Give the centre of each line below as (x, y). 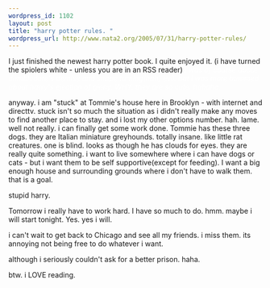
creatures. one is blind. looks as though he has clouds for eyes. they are (128, 145)
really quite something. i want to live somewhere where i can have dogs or (132, 154)
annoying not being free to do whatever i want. (86, 244)
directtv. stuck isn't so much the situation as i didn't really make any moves (133, 111)
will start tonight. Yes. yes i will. (60, 219)
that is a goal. (31, 180)
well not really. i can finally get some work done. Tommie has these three (129, 128)
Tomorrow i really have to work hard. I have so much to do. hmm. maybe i (130, 211)
